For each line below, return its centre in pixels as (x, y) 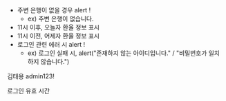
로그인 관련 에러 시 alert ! (51, 44)
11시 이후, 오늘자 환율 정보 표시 (58, 27)
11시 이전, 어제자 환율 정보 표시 (58, 36)
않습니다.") (55, 61)
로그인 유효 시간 (29, 91)
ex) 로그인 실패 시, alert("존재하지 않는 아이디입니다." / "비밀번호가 (117, 53)
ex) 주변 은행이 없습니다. (60, 19)
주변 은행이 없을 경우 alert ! (54, 10)
